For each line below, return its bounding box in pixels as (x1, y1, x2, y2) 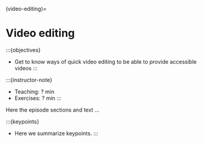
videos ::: (14, 64, 38, 71)
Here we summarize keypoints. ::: (14, 130, 98, 137)
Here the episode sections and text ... (5, 106, 100, 113)
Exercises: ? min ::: (14, 94, 62, 102)
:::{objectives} (5, 46, 41, 53)
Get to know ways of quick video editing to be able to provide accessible (14, 58, 197, 65)
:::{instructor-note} (5, 76, 53, 84)
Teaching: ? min (14, 88, 55, 95)
